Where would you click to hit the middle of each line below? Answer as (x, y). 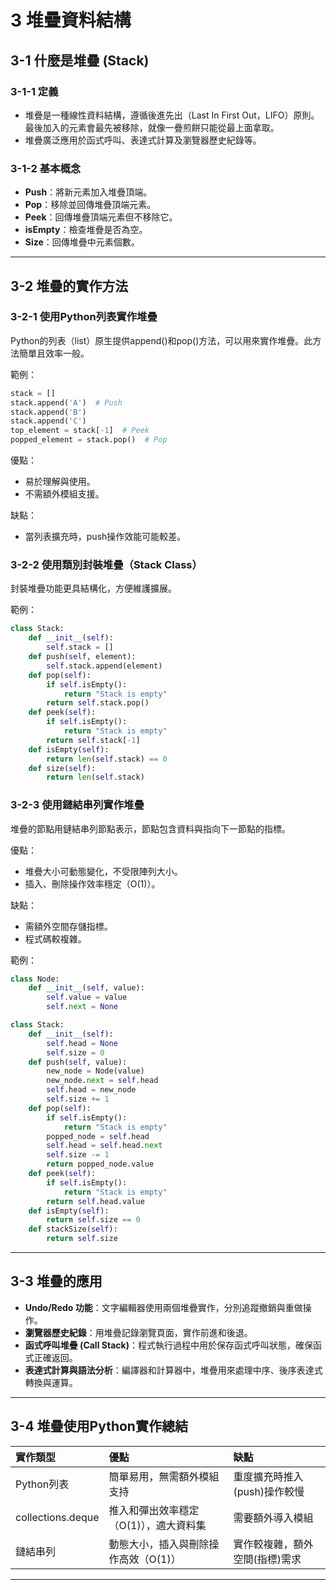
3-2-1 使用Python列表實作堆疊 (84, 317)
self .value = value (87, 997)
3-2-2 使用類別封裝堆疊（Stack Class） (106, 565)
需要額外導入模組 (273, 1518)
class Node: (35, 979)
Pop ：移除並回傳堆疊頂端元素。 (90, 205)
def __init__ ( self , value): (86, 988)
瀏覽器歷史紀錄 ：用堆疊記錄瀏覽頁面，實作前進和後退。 (138, 1332)
